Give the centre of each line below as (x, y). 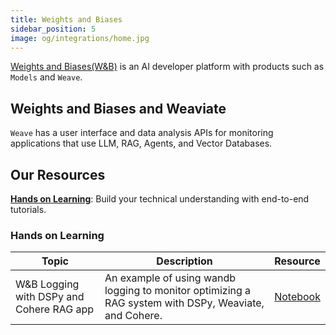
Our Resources (58, 174)
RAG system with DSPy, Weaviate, (184, 303)
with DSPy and (50, 297)
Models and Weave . (46, 77)
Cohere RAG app (55, 309)
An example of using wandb (170, 278)
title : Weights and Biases (66, 19)
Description (184, 261)
